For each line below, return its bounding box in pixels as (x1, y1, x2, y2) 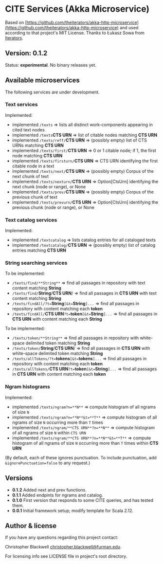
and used (120, 24, 139, 30)
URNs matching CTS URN (12, 142, 64, 148)
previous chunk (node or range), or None (12, 204, 95, 210)
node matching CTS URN (12, 152, 63, 159)
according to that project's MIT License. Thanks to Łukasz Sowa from (5, 30, 145, 36)
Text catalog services (5, 217, 57, 223)
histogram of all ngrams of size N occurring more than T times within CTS (12, 440, 159, 446)
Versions (5, 474, 33, 482)
